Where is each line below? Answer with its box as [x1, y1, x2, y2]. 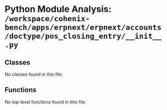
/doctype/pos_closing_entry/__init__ [4, 31, 162, 41]
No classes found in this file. [4, 71, 63, 77]
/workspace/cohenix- [4, 14, 90, 23]
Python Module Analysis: [4, 3, 112, 15]
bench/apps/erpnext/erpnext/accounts [4, 23, 162, 32]
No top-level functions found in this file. [4, 99, 86, 105]
